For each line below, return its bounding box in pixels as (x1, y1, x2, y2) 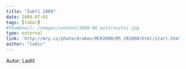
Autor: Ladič (6, 57, 36, 64)
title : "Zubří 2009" (6, 8, 57, 15)
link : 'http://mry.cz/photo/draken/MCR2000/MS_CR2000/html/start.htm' (6, 36, 181, 42)
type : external (6, 30, 43, 36)
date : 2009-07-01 (6, 14, 48, 20)
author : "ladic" (6, 42, 45, 47)
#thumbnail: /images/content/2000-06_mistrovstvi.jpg (6, 25, 140, 31)
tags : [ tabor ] (6, 19, 41, 25)
